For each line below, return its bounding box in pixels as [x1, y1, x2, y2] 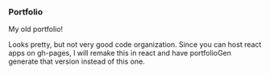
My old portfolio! [8, 25, 63, 34]
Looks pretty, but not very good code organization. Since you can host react [8, 40, 262, 49]
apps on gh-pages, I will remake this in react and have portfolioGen [8, 49, 232, 58]
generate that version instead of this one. [8, 56, 145, 66]
